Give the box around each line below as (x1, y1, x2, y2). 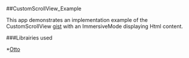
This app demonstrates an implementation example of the (6, 17, 148, 23)
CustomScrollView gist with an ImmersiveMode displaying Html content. (6, 23, 184, 30)
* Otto (6, 46, 21, 53)
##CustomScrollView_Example (6, 5, 82, 12)
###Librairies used (6, 34, 52, 41)
